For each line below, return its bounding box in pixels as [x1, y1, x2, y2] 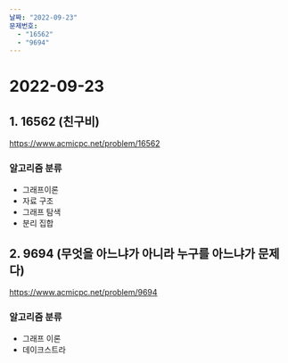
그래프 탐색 [21, 206, 62, 217]
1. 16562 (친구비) [9, 113, 100, 129]
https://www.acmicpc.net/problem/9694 [9, 287, 158, 298]
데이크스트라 [21, 344, 67, 355]
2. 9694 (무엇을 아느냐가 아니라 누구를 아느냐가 [9, 246, 256, 261]
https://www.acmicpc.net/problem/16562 [9, 138, 160, 149]
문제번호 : [9, 21, 38, 30]
